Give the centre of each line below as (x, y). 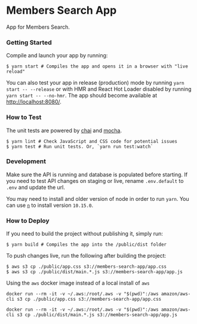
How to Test (24, 117)
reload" (16, 72)
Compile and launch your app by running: (57, 56)
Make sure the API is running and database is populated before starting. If (97, 175)
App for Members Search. (38, 27)
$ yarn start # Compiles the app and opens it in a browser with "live (97, 66)
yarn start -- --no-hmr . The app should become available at (82, 96)
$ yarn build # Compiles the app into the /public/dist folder (87, 245)
